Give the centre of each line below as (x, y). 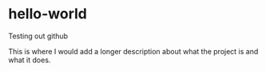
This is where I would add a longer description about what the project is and (133, 51)
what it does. (30, 60)
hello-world (48, 14)
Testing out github (38, 36)
